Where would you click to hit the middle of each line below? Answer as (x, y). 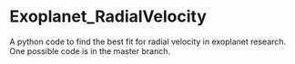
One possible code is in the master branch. (90, 50)
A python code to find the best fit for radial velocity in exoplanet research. (148, 41)
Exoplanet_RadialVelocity (108, 17)
